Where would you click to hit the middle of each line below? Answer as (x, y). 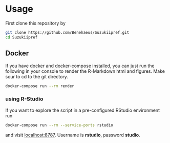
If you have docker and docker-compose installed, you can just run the (80, 66)
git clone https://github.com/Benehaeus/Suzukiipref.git (67, 32)
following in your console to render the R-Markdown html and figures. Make (85, 71)
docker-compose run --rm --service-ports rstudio (59, 125)
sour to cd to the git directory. (37, 76)
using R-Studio (24, 99)
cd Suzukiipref (22, 37)
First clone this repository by (35, 23)
